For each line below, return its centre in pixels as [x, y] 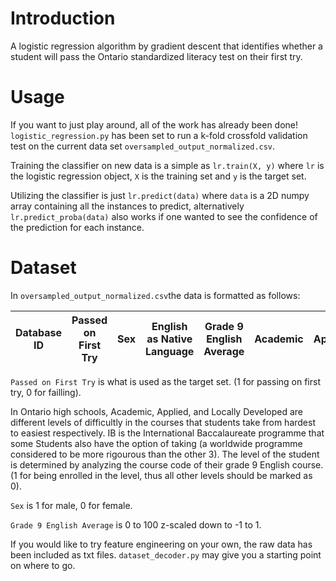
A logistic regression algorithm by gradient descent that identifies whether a [166, 46]
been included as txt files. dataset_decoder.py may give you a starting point [166, 554]
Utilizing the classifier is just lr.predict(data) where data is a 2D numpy [160, 195]
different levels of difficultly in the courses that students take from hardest [163, 422]
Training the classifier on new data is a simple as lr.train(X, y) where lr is [167, 165]
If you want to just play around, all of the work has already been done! [154, 124]
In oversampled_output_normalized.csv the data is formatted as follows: [155, 295]
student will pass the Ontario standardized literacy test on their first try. [156, 56]
